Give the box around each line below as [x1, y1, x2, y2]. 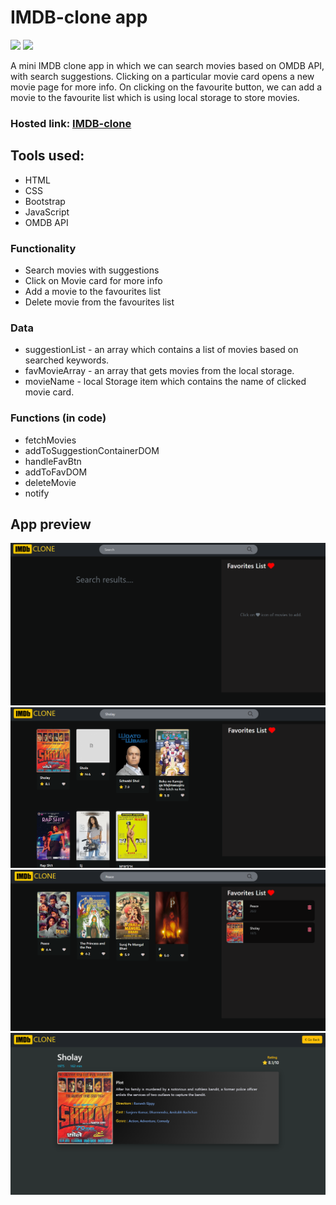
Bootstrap [24, 195, 66, 207]
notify [24, 487, 50, 499]
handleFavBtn [24, 455, 82, 467]
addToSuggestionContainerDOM [24, 444, 160, 456]
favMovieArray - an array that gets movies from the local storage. [24, 365, 295, 377]
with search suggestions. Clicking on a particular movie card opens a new [10, 70, 315, 82]
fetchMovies [24, 434, 77, 446]
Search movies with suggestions [24, 264, 160, 276]
